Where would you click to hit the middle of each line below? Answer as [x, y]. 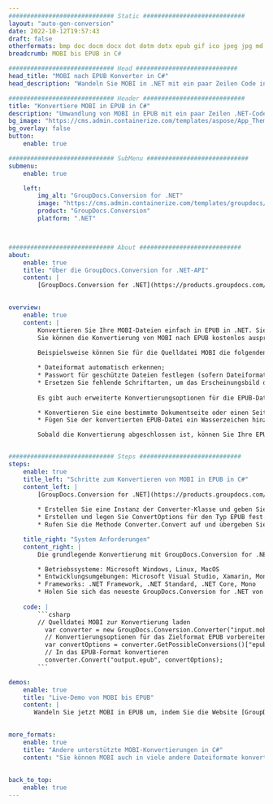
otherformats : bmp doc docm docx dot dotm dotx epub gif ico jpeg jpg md [136, 46]
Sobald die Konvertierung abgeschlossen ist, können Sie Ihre [145, 435]
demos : [19, 682]
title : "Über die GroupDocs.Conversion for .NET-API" [116, 270]
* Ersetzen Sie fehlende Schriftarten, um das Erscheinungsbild [149, 382]
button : [22, 136]
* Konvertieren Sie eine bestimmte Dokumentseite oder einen [143, 413]
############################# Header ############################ [127, 98]
